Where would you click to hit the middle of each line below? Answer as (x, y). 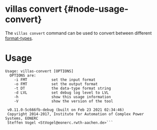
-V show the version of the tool (63, 101)
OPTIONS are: (23, 75)
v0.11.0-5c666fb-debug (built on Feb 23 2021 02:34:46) (66, 110)
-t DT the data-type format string (63, 88)
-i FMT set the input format (55, 79)
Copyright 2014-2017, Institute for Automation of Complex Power (76, 114)
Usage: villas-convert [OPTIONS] (39, 71)
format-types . (19, 38)
